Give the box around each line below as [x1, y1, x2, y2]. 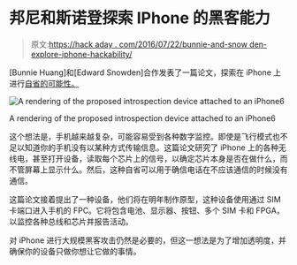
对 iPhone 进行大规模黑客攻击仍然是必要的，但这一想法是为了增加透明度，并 [9, 235, 287, 246]
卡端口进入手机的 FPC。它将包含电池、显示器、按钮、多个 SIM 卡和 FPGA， [9, 205, 285, 216]
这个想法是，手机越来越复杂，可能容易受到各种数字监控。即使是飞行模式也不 [9, 131, 288, 141]
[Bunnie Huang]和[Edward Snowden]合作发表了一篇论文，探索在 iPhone [9, 67, 272, 78]
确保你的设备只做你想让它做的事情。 [9, 246, 141, 256]
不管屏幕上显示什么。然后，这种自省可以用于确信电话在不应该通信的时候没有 [9, 164, 288, 175]
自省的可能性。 [25, 78, 80, 88]
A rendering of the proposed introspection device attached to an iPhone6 [9, 112, 276, 124]
